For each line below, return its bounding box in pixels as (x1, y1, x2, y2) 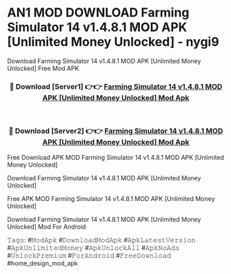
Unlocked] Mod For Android (7, 222, 86, 231)
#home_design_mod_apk (7, 259, 78, 267)
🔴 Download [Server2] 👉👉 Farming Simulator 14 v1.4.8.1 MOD (8, 126, 223, 136)
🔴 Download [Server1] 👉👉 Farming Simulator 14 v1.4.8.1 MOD (9, 81, 223, 91)
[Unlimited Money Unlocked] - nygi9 (7, 34, 219, 50)
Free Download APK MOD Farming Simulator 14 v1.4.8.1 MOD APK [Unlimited (7, 153, 224, 161)
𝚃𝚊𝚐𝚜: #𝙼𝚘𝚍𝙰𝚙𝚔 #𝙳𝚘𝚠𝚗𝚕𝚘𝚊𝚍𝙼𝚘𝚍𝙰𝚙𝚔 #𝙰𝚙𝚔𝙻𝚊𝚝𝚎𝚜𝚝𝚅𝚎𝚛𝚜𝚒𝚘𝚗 (7, 235, 197, 244)
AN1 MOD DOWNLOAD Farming (7, 5, 190, 21)
